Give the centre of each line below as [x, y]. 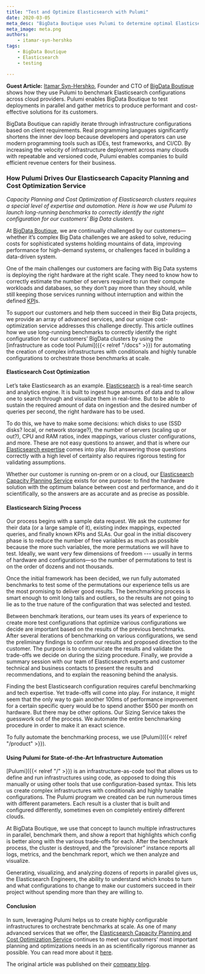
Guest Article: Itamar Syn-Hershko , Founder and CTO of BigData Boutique [100, 85]
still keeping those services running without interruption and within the [95, 294]
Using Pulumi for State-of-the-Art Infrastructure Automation [85, 757]
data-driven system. [32, 256]
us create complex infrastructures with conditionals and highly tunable [95, 791]
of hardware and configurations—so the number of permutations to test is [99, 560]
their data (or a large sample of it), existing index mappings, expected [94, 528]
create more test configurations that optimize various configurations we [96, 623]
